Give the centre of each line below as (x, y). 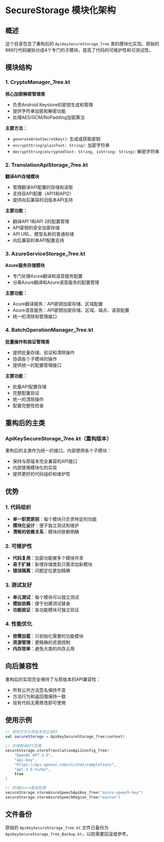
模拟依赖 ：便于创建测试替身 (41, 603)
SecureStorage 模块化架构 (61, 10)
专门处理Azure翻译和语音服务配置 (47, 276)
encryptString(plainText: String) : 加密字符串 (61, 145)
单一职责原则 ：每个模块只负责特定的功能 (54, 519)
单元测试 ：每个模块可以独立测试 (46, 597)
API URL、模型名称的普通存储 (43, 234)
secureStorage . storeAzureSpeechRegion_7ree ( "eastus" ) (63, 797)
